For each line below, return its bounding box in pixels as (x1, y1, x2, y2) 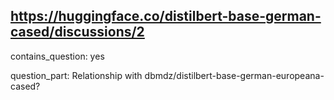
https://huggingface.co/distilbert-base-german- (10, 8, 322, 25)
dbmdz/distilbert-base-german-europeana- (144, 69, 325, 81)
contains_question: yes (10, 50, 105, 62)
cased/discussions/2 (10, 24, 145, 41)
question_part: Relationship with (10, 69, 143, 81)
